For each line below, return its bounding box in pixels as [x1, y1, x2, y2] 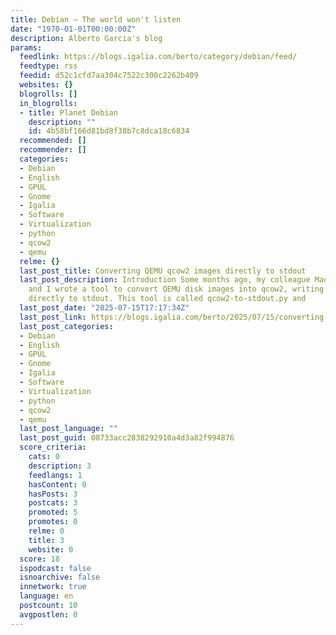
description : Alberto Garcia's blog [10, 33, 163, 43]
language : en [19, 591, 74, 601]
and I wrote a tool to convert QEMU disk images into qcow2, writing [28, 284, 325, 295]
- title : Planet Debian [19, 107, 118, 118]
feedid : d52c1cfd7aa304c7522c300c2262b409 [19, 71, 199, 81]
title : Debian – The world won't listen [10, 14, 182, 25]
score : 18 [19, 554, 60, 564]
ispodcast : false [19, 563, 92, 573]
